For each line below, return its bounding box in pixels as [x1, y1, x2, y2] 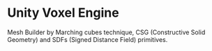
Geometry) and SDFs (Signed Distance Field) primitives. [7, 35, 168, 43]
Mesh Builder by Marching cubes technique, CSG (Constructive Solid [7, 28, 206, 36]
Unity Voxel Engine [7, 5, 120, 21]
